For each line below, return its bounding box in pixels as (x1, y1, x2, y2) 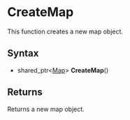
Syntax (7, 47, 39, 59)
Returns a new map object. (7, 105, 85, 113)
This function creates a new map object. (7, 27, 124, 36)
